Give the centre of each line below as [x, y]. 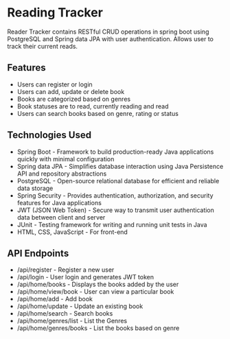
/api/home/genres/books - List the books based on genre [98, 328]
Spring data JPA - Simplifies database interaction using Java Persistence [120, 166]
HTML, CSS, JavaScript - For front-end [72, 232]
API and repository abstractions [62, 174]
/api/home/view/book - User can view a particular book [95, 292]
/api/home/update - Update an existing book [80, 306]
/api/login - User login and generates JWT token [85, 277]
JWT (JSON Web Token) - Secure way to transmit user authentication [116, 210]
